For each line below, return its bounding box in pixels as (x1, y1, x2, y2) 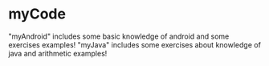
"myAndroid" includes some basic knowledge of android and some (8, 31, 230, 41)
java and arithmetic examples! (8, 48, 108, 58)
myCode (8, 5, 67, 23)
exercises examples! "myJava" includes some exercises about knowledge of (8, 39, 261, 49)
